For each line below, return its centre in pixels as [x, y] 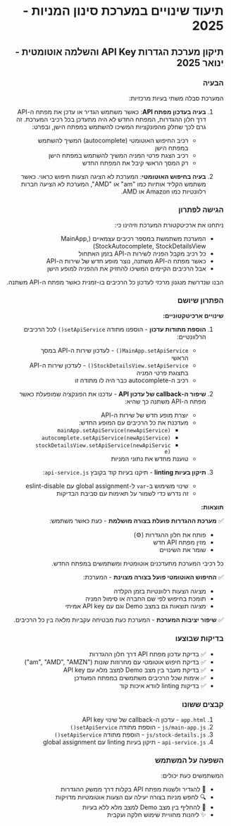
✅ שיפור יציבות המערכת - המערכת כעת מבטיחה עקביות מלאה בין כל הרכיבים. [119, 620]
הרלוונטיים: [191, 337]
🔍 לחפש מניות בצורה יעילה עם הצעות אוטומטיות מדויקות [131, 797]
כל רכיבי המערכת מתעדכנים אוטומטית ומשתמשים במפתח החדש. [138, 563]
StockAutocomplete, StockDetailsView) [149, 246]
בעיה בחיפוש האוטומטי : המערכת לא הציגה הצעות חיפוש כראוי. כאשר [113, 176]
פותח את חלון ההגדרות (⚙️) [170, 535]
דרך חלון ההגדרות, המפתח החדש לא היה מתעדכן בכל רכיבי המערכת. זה [111, 119]
